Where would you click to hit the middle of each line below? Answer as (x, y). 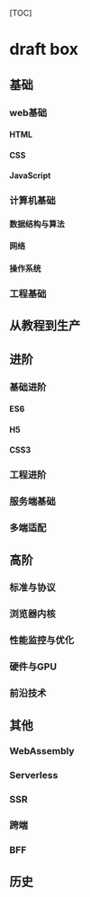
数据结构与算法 (37, 223)
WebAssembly (42, 751)
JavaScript (30, 175)
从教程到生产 (45, 326)
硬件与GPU (33, 667)
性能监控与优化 (42, 641)
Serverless (34, 776)
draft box (44, 49)
